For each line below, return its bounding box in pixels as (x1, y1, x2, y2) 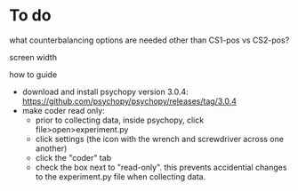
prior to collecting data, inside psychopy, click (35, 115, 205, 125)
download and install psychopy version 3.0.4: (21, 86, 189, 97)
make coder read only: (21, 105, 105, 115)
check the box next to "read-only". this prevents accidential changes (35, 162, 287, 172)
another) (35, 143, 68, 154)
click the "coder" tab (35, 152, 112, 163)
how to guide (9, 68, 58, 80)
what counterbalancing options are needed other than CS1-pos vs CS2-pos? (9, 35, 290, 45)
